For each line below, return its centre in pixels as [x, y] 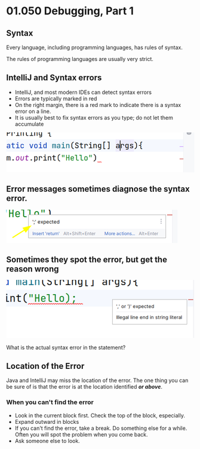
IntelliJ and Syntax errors [54, 78]
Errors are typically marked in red [56, 98]
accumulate [29, 124]
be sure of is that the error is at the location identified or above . [84, 387]
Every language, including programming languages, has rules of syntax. [95, 47]
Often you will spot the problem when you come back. [81, 434]
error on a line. [33, 111]
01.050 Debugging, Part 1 [70, 11]
